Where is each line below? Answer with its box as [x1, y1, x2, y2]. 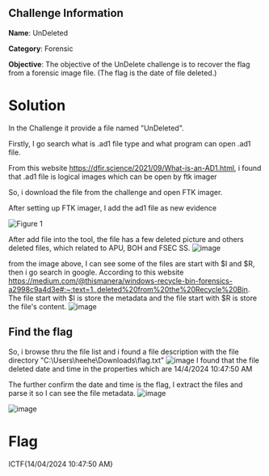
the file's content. [8, 301, 67, 311]
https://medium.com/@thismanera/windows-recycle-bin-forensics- [8, 275, 233, 286]
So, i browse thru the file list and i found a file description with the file [8, 346, 240, 356]
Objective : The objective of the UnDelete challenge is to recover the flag [8, 59, 250, 69]
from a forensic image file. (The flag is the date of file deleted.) [8, 68, 217, 78]
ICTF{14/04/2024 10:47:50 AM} [8, 459, 114, 469]
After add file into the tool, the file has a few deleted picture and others [8, 234, 244, 244]
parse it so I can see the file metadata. [8, 388, 136, 397]
